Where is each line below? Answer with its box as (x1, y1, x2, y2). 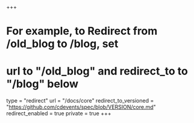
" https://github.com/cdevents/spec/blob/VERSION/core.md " (6, 103, 157, 111)
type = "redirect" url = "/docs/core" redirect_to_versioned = (6, 97, 154, 104)
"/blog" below (6, 77, 79, 91)
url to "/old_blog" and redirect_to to (6, 64, 188, 78)
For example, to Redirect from (6, 25, 158, 38)
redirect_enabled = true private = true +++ (6, 110, 111, 117)
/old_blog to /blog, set (6, 37, 119, 51)
